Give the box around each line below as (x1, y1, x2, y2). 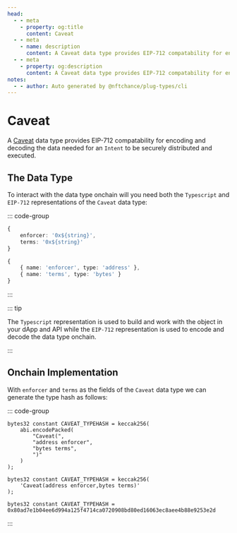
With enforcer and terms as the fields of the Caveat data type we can (7, 385, 207, 394)
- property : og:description (20, 63, 102, 70)
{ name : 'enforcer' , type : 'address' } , (20, 264, 140, 272)
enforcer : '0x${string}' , (20, 232, 97, 239)
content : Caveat (25, 30, 74, 37)
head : (7, 10, 23, 18)
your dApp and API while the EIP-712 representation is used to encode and (7, 325, 224, 333)
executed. (7, 151, 37, 160)
